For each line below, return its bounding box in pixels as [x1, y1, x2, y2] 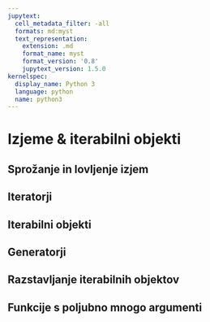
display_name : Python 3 [15, 80, 95, 88]
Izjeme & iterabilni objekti [7, 130, 182, 149]
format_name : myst [22, 50, 84, 58]
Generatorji [7, 246, 66, 259]
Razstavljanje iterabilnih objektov [7, 273, 180, 287]
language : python [15, 87, 74, 96]
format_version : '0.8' [22, 58, 99, 66]
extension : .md [22, 42, 74, 50]
